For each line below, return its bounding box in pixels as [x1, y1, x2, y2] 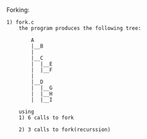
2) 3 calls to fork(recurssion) [18, 126, 111, 133]
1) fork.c [6, 19, 35, 26]
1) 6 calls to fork [18, 114, 75, 121]
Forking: [6, 6, 30, 14]
